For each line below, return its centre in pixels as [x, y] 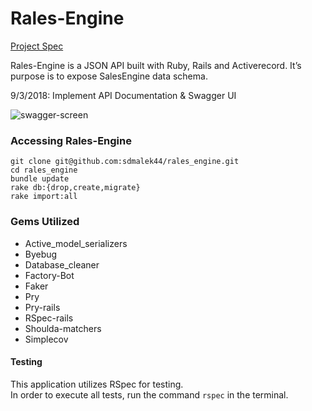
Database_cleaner [62, 264]
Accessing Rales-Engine [71, 140]
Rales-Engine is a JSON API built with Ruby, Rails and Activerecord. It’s [156, 65]
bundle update [40, 179]
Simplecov [46, 339]
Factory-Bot [49, 275]
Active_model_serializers [76, 243]
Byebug [41, 254]
